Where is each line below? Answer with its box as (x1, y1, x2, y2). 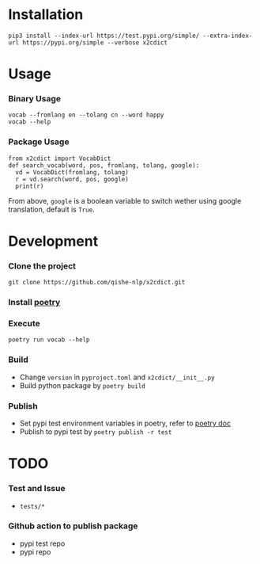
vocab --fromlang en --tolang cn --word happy (8, 111, 164, 120)
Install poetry (8, 297, 61, 308)
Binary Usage (8, 93, 62, 105)
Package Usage (8, 136, 70, 147)
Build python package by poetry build (19, 380, 146, 390)
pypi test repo (19, 539, 66, 548)
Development (8, 232, 99, 250)
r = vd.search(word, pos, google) (15, 175, 129, 183)
